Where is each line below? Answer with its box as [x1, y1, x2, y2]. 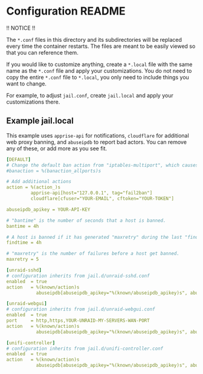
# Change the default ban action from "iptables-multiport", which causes [6, 162, 199, 168]
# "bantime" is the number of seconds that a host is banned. [6, 217, 166, 224]
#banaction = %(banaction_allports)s [6, 168, 101, 174]
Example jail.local [6, 116, 74, 126]
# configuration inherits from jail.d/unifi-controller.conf [6, 346, 164, 352]
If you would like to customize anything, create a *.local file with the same [6, 61, 193, 68]
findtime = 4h [6, 239, 42, 246]
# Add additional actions [6, 179, 71, 185]
